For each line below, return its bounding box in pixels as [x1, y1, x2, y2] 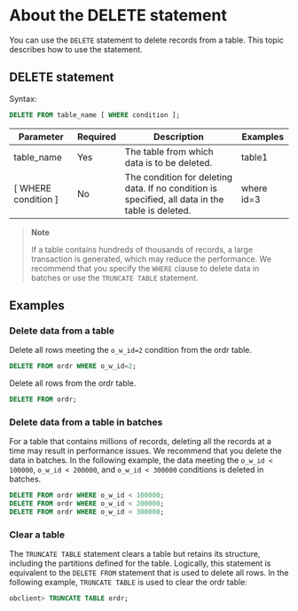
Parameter [18, 130, 64, 143]
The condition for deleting [124, 170, 233, 183]
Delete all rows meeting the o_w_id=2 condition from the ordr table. [9, 345, 253, 356]
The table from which [124, 145, 215, 158]
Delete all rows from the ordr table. [9, 378, 137, 388]
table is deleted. [124, 204, 192, 216]
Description [153, 130, 204, 143]
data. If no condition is [124, 182, 217, 194]
